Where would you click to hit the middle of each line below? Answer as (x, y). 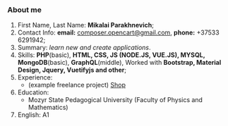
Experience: (35, 77)
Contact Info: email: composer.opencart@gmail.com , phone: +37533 (119, 32)
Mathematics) (48, 108)
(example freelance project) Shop (77, 85)
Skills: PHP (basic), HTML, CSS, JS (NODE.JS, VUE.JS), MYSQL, (111, 55)
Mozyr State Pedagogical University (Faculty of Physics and (115, 100)
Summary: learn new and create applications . (84, 48)
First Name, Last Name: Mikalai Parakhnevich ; (85, 25)
